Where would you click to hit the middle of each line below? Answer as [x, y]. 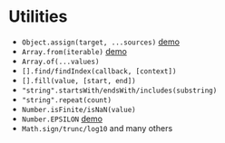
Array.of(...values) [60, 62]
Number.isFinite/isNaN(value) [79, 110]
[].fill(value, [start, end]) [79, 81]
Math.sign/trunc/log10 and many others [97, 128]
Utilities [38, 17]
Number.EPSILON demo [62, 119]
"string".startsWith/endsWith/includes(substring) [119, 91]
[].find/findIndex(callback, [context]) [99, 71]
